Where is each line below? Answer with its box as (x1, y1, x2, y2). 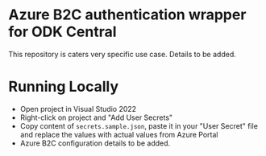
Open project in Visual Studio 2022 (19, 104, 137, 113)
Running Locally (8, 78, 119, 96)
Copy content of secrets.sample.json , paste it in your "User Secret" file (19, 121, 258, 130)
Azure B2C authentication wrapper (8, 6, 247, 24)
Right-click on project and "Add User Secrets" (19, 113, 173, 122)
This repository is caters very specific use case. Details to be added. (8, 49, 236, 59)
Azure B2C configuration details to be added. (19, 138, 171, 148)
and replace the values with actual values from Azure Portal (19, 129, 218, 139)
